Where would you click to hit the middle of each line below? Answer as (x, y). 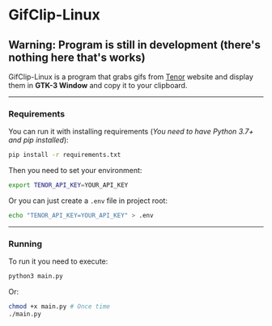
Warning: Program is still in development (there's (135, 45)
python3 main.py (36, 277)
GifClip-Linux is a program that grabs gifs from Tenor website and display (131, 77)
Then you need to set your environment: (75, 171)
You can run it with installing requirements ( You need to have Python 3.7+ (131, 132)
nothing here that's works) (77, 57)
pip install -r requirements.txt (65, 155)
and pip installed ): (38, 140)
